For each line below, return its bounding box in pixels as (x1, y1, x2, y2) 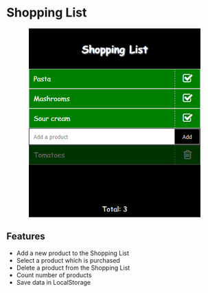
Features (6, 230, 45, 242)
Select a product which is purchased (16, 256, 121, 264)
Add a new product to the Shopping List (16, 249, 130, 257)
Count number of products (16, 270, 92, 279)
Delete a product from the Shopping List (16, 263, 130, 272)
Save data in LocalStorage (16, 278, 91, 286)
